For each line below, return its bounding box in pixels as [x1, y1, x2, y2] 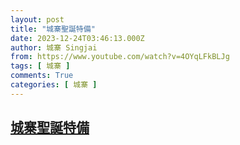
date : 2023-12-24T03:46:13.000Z [10, 33, 145, 43]
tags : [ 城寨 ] [10, 61, 71, 71]
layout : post [10, 14, 65, 25]
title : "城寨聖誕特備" [10, 24, 96, 34]
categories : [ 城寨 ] [10, 80, 98, 90]
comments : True [10, 71, 74, 81]
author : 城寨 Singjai [10, 42, 98, 53]
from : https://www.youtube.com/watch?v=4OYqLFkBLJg [10, 52, 230, 62]
